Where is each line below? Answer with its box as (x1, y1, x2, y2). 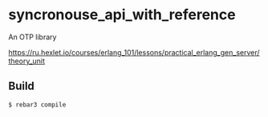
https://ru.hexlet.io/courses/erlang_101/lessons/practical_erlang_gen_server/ (8, 47, 260, 57)
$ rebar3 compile (8, 100, 67, 109)
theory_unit (8, 56, 46, 66)
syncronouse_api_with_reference (8, 6, 236, 24)
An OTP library (8, 32, 57, 42)
